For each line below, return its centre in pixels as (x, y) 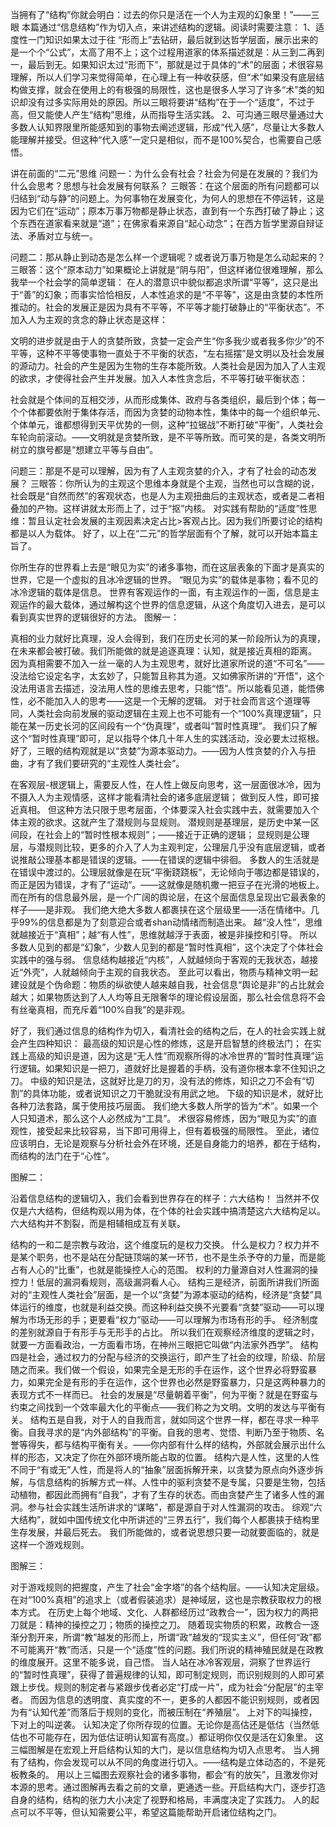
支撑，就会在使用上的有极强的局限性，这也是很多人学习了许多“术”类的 (172, 89)
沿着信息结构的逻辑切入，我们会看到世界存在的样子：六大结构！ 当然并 (156, 1198)
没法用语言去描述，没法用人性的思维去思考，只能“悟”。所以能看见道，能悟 (163, 688)
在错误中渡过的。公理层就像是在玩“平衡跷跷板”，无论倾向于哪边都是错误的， (167, 872)
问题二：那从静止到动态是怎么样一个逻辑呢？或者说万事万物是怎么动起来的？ (168, 257)
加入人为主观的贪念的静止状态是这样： (89, 319)
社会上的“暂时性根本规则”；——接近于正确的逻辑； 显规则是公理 (177, 834)
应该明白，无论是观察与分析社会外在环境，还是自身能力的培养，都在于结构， (168, 1143)
